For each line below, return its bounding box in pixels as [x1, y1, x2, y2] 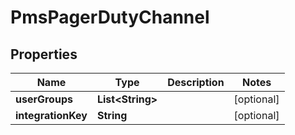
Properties [10, 46, 78, 63]
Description [167, 76, 225, 89]
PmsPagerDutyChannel [10, 6, 210, 29]
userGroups [15, 92, 73, 106]
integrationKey [15, 109, 88, 122]
